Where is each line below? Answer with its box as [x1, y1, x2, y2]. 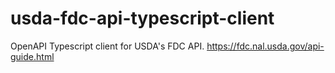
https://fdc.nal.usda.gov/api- [206, 40, 325, 52]
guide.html [10, 50, 55, 62]
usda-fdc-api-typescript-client [10, 7, 275, 30]
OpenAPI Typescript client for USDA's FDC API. [10, 40, 205, 52]
